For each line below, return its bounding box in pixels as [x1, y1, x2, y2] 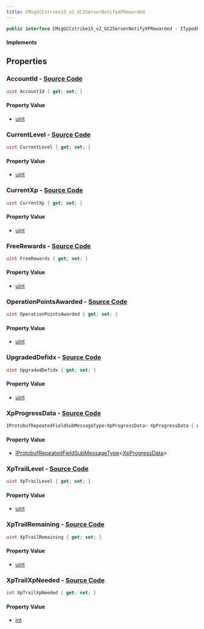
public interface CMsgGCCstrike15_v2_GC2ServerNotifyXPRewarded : [6, 26, 178, 32]
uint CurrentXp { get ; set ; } [6, 200, 83, 206]
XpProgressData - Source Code [6, 409, 101, 417]
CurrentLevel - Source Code [6, 130, 91, 139]
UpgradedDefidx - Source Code [6, 353, 101, 362]
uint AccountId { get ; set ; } [6, 88, 83, 94]
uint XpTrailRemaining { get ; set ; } [6, 534, 102, 540]
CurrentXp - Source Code [6, 186, 83, 195]
